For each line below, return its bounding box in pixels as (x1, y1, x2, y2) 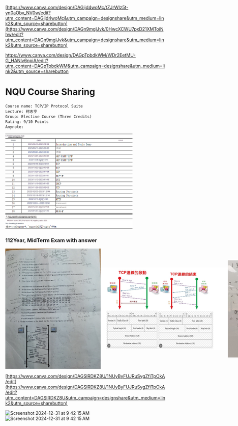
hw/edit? (5, 32, 24, 37)
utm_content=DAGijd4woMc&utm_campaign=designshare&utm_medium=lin (5, 15, 164, 21)
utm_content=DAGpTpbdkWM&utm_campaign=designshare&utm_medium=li (5, 63, 165, 69)
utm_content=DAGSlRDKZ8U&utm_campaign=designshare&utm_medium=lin (5, 395, 166, 401)
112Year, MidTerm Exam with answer (5, 236, 98, 244)
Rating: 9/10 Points (5, 119, 49, 124)
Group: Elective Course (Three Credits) (5, 114, 93, 119)
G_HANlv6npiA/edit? (5, 58, 48, 63)
